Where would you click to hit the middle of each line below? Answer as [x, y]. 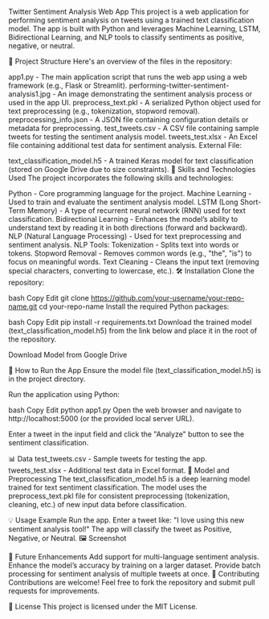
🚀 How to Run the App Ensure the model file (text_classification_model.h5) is [135, 370]
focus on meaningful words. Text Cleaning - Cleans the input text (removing [134, 262]
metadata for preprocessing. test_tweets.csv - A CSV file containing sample [134, 128]
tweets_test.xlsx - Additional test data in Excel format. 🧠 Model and [119, 470]
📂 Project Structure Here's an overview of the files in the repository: [120, 61]
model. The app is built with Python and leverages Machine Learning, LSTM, [134, 29]
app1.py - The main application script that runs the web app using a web [128, 77]
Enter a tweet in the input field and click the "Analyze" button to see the [126, 434]
